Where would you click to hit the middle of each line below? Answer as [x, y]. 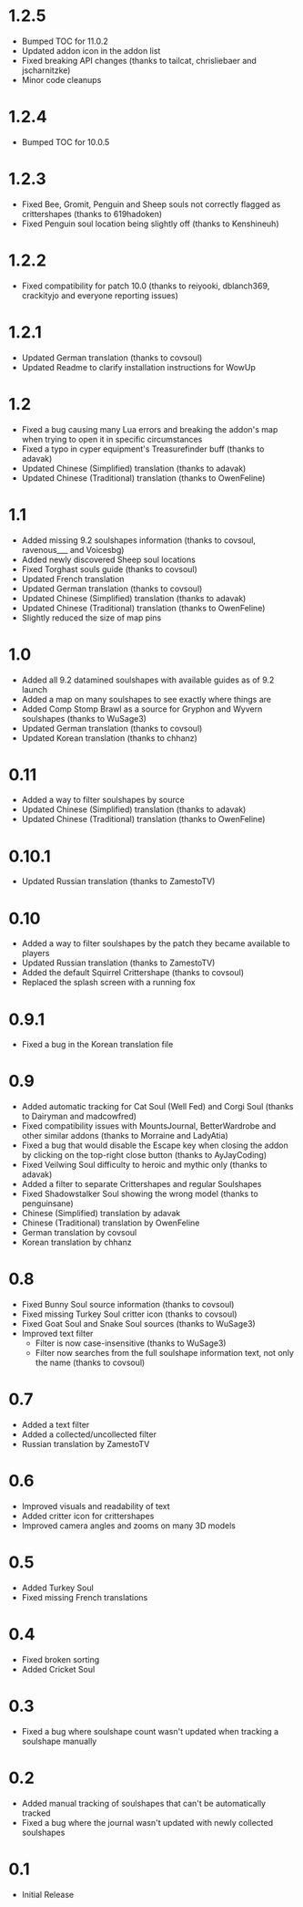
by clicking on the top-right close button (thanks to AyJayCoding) [144, 1155]
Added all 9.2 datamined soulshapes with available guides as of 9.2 [148, 680]
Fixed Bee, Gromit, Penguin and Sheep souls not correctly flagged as [151, 204]
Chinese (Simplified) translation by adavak [101, 1214]
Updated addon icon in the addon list [91, 50]
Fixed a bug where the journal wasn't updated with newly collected [147, 1822]
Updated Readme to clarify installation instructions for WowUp [139, 367]
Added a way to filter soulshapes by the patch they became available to [156, 943]
